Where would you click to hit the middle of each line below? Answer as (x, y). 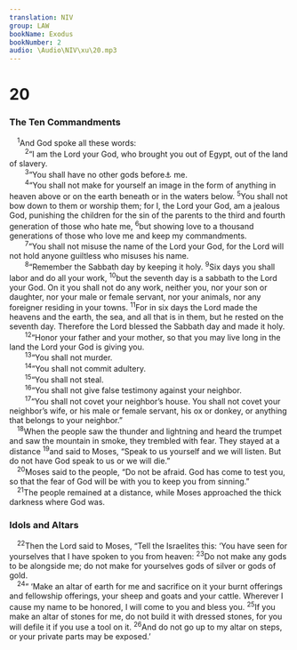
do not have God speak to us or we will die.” (90, 461)
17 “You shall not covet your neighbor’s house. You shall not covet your (153, 401)
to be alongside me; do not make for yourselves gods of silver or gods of (143, 566)
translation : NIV (41, 17)
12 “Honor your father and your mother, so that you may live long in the (153, 337)
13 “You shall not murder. (69, 357)
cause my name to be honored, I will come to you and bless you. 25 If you (142, 606)
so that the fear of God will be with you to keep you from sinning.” (129, 482)
